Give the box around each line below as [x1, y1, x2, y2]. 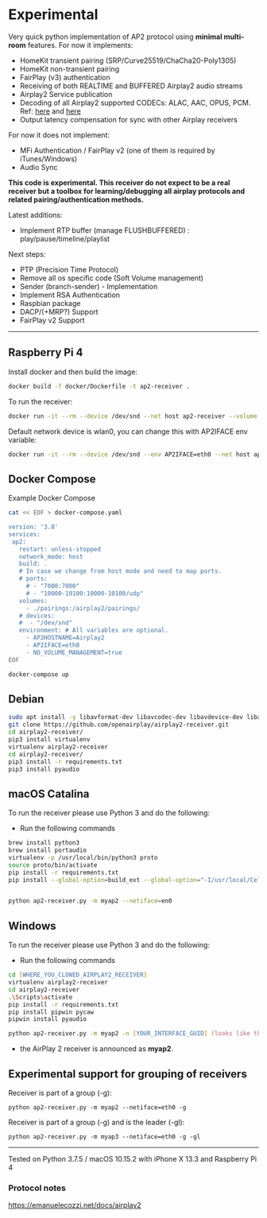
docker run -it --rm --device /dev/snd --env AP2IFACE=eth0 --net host [8, 450, 250, 458]
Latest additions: [8, 210, 63, 219]
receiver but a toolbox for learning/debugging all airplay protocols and [8, 186, 245, 195]
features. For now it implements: [27, 40, 133, 49]
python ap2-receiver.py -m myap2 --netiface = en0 [8, 897, 172, 905]
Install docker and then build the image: [8, 367, 137, 377]
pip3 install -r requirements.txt [8, 757, 123, 766]
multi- [223, 32, 245, 41]
